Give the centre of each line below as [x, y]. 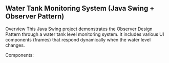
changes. [15, 45]
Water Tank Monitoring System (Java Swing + [80, 8]
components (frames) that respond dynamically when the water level [78, 39]
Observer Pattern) [35, 17]
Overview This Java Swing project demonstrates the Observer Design [79, 29]
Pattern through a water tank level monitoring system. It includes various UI [85, 34]
